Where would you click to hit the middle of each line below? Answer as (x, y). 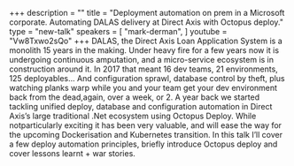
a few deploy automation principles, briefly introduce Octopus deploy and (143, 144)
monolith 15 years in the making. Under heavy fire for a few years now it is (144, 50)
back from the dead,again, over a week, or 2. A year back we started (135, 97)
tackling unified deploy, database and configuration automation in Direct (141, 106)
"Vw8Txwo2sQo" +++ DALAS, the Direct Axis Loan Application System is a (146, 41)
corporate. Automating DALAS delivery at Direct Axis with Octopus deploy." (147, 22)
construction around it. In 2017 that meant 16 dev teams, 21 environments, (144, 69)
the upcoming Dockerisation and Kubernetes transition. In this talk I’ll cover (146, 135)
